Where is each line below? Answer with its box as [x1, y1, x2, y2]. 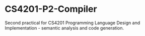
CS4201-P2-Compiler [5, 3, 97, 15]
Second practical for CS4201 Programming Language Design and [5, 20, 140, 26]
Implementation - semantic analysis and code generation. [5, 25, 124, 31]
